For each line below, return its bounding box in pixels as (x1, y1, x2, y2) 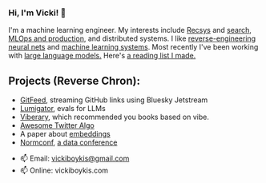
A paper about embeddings (19, 129, 111, 139)
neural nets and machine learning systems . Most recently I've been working (8, 42, 259, 52)
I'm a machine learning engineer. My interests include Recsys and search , (8, 26, 252, 35)
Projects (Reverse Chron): (8, 74, 140, 87)
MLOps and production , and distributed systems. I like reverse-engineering (8, 34, 256, 43)
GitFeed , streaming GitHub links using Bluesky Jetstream (19, 95, 208, 105)
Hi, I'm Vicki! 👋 (8, 7, 66, 18)
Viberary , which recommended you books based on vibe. (19, 112, 210, 122)
